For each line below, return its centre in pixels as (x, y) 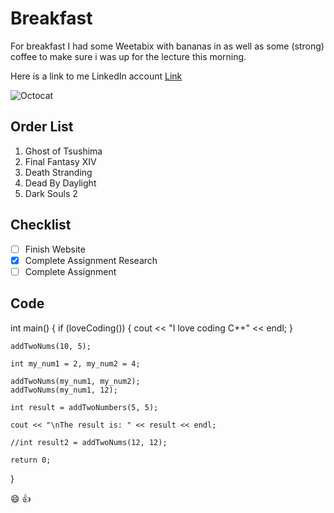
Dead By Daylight (60, 183)
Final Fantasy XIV (60, 161)
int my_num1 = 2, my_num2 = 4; (75, 363)
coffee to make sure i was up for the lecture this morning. (128, 56)
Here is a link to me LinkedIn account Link (96, 76)
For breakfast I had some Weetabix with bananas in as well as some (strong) (167, 46)
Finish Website (55, 249)
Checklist (41, 225)
